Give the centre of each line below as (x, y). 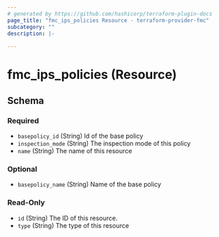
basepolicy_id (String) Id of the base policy (80, 136)
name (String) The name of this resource (75, 151)
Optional (22, 169)
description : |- (31, 33)
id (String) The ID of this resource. (68, 218)
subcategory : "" (31, 27)
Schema (26, 100)
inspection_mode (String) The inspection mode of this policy (104, 143)
